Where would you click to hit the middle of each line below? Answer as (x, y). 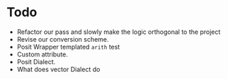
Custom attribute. (42, 54)
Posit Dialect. (36, 61)
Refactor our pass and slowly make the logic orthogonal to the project (119, 32)
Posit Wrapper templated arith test (68, 47)
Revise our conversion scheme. (63, 39)
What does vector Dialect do (58, 69)
